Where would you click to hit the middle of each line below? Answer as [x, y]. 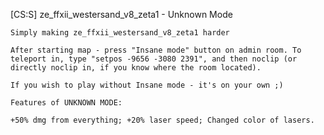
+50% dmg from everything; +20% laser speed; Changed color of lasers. [162, 120]
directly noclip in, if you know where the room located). [136, 68]
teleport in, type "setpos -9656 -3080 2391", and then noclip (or [154, 59]
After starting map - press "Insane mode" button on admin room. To [156, 50]
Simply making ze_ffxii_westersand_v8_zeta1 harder [120, 33]
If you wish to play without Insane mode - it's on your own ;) [147, 85]
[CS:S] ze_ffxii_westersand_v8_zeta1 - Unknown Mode [121, 14]
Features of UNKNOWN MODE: [66, 103]
